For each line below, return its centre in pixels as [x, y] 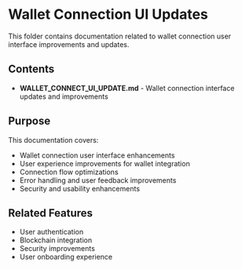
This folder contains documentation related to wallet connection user [120, 36]
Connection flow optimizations [69, 172]
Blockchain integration [56, 240]
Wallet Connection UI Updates [108, 15]
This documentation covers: [53, 140]
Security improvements [57, 249]
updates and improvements [64, 96]
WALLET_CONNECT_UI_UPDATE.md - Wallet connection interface [127, 88]
